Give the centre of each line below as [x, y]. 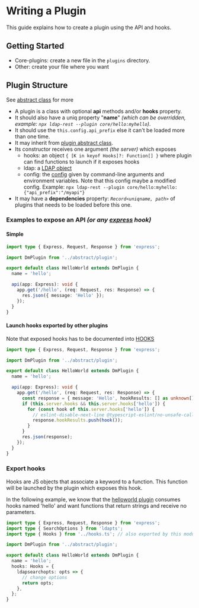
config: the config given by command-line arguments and [94, 174]
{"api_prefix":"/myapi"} [54, 192]
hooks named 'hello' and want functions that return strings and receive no [97, 505]
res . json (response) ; [47, 437]
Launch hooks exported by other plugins [57, 325]
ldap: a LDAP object [48, 168]
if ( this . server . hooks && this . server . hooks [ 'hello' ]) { [94, 404]
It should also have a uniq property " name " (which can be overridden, [100, 118]
